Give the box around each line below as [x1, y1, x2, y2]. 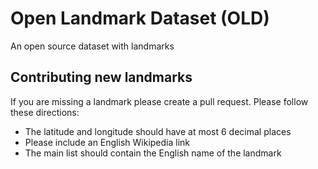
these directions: [10, 106, 80, 118]
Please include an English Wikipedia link [24, 136, 191, 148]
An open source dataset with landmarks [10, 40, 175, 52]
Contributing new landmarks [10, 69, 193, 86]
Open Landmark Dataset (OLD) [10, 7, 270, 30]
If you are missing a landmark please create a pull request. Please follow [10, 95, 309, 107]
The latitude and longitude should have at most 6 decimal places [24, 125, 292, 137]
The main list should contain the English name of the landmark [24, 147, 282, 159]
